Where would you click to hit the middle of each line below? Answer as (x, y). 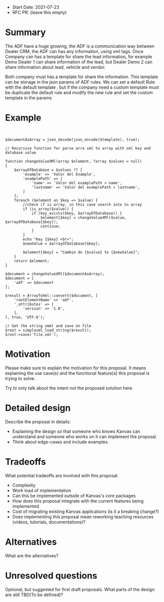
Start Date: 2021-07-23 (36, 7)
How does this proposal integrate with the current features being (78, 501)
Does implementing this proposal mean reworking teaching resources (83, 516)
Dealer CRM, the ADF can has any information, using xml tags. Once (74, 51)
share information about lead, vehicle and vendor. (55, 67)
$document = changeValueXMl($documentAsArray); (55, 274)
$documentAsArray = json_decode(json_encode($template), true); (72, 140)
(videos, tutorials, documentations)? (49, 522)
